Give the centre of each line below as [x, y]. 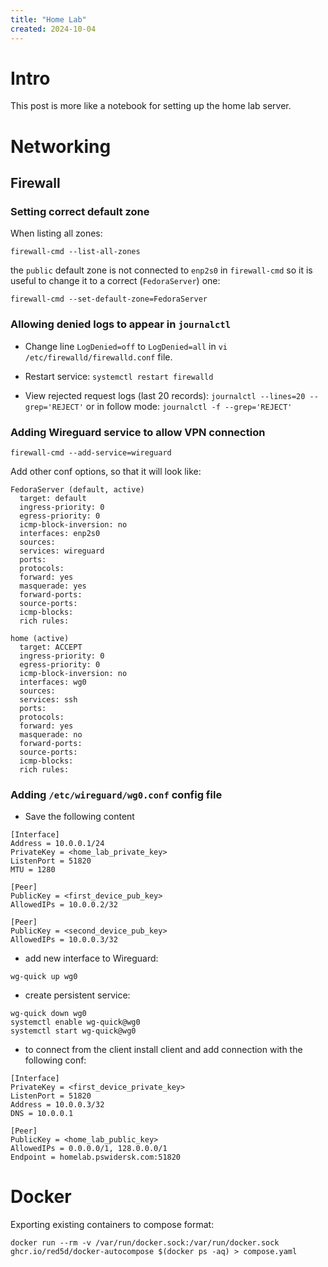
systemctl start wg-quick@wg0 [73, 1031]
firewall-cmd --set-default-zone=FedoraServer [109, 299]
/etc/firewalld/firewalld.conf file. [98, 357]
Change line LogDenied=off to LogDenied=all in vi [126, 346]
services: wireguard [62, 551]
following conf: [55, 1060]
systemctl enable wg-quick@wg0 [75, 1022]
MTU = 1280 [33, 870]
